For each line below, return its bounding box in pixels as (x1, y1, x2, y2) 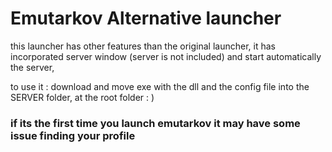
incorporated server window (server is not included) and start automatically (10, 50, 322, 62)
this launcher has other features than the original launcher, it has (10, 40, 276, 52)
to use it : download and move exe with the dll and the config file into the (10, 80, 310, 92)
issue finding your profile (10, 128, 136, 142)
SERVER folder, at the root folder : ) (10, 91, 155, 103)
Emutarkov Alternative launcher (10, 7, 282, 30)
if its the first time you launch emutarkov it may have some (10, 116, 301, 130)
